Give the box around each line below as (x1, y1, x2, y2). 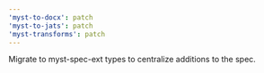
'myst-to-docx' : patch (8, 12, 93, 22)
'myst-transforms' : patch (8, 29, 105, 38)
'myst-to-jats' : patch (8, 21, 93, 30)
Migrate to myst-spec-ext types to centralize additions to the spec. (8, 54, 257, 65)
